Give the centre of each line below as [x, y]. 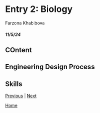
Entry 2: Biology [39, 9]
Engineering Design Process [50, 67]
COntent [19, 50]
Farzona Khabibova [25, 23]
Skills [14, 84]
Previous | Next [21, 96]
